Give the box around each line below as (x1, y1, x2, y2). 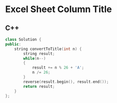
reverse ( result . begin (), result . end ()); (23, 79, 109, 84)
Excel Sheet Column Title (5, 4, 112, 15)
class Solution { (5, 37, 42, 42)
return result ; (23, 84, 55, 89)
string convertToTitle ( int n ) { (14, 46, 82, 51)
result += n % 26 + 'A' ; (32, 65, 84, 70)
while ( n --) (23, 56, 46, 61)
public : (5, 41, 22, 46)
